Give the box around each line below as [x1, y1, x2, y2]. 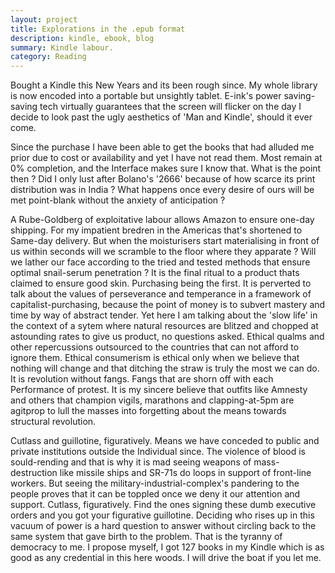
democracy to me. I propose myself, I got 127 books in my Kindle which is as [10, 541, 325, 553]
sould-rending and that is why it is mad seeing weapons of [10, 456, 252, 468]
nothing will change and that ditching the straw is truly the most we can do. [10, 362, 320, 375]
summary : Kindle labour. [10, 42, 114, 53]
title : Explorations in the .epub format [10, 24, 186, 34]
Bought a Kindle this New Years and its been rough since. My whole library [10, 79, 318, 91]
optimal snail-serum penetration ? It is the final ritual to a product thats [10, 267, 300, 279]
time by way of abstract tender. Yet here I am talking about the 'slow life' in [10, 309, 318, 321]
